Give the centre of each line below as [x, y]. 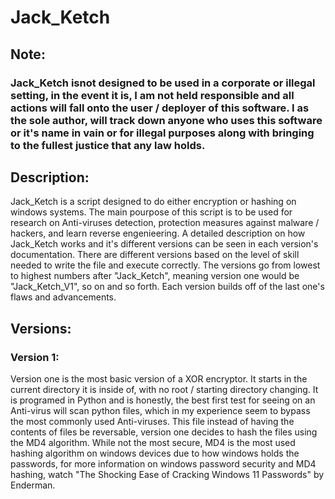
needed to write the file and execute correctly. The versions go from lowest [165, 265]
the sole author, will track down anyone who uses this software [166, 120]
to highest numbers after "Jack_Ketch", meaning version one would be [155, 276]
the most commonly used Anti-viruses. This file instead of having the [152, 421]
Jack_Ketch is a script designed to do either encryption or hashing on [153, 202]
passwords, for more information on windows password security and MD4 [163, 464]
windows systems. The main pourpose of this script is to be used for [151, 212]
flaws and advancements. [63, 297]
